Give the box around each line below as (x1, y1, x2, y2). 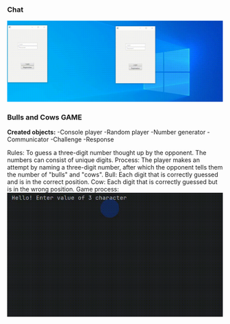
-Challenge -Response (50, 135, 114, 143)
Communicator (7, 135, 49, 143)
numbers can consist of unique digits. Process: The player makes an (7, 156, 201, 164)
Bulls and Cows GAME (7, 112, 82, 121)
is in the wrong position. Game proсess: (7, 185, 119, 194)
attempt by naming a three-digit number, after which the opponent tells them (7, 163, 223, 172)
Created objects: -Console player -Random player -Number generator (7, 128, 206, 137)
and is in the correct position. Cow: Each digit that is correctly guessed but (7, 178, 218, 186)
